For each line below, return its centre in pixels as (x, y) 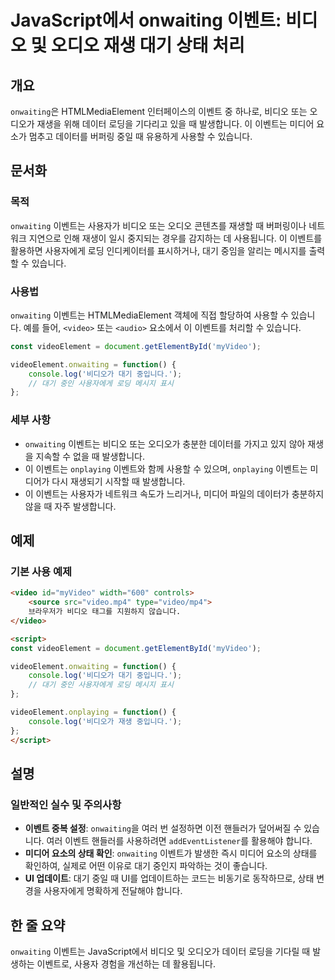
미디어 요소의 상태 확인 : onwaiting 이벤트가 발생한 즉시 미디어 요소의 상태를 (171, 853)
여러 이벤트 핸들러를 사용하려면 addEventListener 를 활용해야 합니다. (179, 841)
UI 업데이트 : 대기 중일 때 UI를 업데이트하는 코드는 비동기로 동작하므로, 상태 (169, 878)
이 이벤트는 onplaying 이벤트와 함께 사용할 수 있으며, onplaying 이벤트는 (166, 468)
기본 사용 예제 (41, 571)
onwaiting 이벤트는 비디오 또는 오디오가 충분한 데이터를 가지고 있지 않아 (165, 443)
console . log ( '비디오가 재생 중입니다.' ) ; (105, 721)
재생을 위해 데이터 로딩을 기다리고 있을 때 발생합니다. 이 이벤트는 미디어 (175, 124)
